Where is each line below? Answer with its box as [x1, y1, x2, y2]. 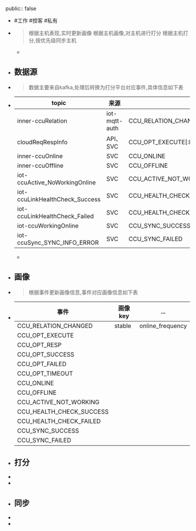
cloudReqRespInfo [16, 138, 68, 146]
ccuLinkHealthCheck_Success [16, 195, 101, 203]
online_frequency [139, 322, 187, 330]
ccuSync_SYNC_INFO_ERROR [16, 238, 99, 246]
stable [114, 322, 132, 330]
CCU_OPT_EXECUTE [16, 331, 74, 339]
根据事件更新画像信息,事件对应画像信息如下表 [28, 289, 138, 296]
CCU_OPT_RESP [16, 340, 62, 349]
